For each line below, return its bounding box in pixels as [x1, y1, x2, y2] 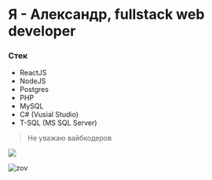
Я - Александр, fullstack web [8, 6, 205, 24]
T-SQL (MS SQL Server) [19, 118, 97, 127]
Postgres [19, 85, 49, 94]
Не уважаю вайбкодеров [27, 134, 112, 143]
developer [8, 22, 76, 40]
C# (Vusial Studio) [19, 110, 79, 119]
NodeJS [19, 76, 46, 86]
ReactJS [19, 68, 47, 78]
